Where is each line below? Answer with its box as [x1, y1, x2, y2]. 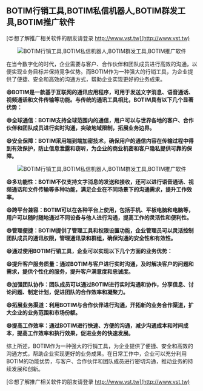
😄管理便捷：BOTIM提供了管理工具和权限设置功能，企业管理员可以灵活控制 [6, 227, 194, 234]
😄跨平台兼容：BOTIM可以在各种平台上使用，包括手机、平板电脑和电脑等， [6, 206, 194, 213]
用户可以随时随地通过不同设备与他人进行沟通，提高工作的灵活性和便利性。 [6, 213, 192, 221]
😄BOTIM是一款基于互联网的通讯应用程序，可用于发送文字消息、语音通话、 [6, 88, 194, 95]
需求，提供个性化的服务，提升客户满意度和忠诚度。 [6, 268, 134, 275]
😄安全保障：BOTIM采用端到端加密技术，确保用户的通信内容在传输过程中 [6, 137, 189, 144]
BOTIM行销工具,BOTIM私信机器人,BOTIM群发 [6, 5, 178, 16]
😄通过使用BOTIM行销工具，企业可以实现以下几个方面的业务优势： [6, 247, 173, 254]
